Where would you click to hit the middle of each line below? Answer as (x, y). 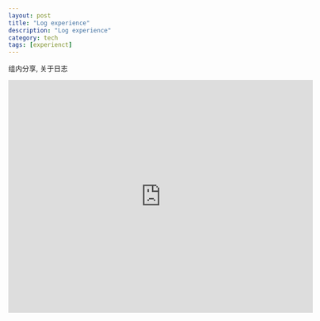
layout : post (30, 15)
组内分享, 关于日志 (38, 69)
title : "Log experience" (49, 23)
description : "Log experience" (60, 30)
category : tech (33, 38)
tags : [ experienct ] (40, 45)
